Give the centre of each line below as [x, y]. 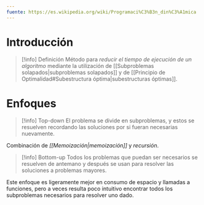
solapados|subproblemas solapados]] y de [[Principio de [93, 72]
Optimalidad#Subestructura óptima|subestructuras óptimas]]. [99, 79]
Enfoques [31, 103]
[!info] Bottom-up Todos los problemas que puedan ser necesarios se [109, 157]
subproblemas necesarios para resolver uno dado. [70, 195]
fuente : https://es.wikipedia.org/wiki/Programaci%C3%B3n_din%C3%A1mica [101, 12]
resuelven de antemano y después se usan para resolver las [97, 163]
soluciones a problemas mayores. [64, 170]
